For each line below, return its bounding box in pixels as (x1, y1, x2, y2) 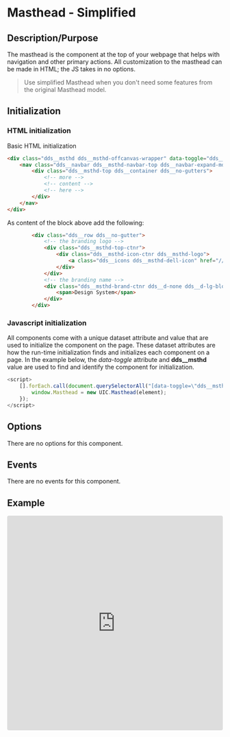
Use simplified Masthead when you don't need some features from (23, 78, 213, 87)
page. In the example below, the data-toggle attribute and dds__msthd (7, 356, 207, 364)
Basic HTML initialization (7, 141, 77, 150)
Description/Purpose (7, 32, 99, 44)
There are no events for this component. (7, 477, 121, 486)
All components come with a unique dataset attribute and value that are (7, 334, 209, 342)
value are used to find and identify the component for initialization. (7, 363, 195, 372)
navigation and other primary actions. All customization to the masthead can (7, 58, 222, 66)
